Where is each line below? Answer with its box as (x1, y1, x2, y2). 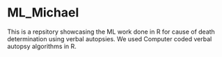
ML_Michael (7, 5, 79, 21)
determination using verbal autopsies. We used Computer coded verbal (7, 34, 212, 43)
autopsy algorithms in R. (7, 42, 77, 50)
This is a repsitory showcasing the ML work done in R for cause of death (7, 27, 216, 36)
